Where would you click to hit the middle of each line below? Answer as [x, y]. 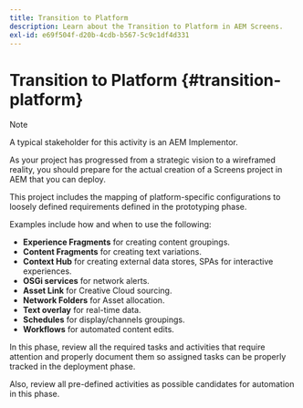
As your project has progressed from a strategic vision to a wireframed [143, 160]
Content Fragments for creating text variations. [112, 252]
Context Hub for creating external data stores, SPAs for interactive [148, 262]
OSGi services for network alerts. [86, 281]
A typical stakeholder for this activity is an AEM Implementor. [124, 142]
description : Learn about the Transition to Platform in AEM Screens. [146, 26]
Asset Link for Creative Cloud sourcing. [97, 291]
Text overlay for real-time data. [82, 310]
